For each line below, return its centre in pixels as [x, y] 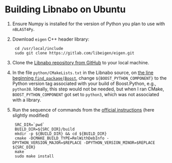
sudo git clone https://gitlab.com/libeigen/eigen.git [74, 53]
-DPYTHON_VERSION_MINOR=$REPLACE [119, 142]
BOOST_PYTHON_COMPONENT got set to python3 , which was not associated [86, 94]
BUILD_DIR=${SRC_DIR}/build [45, 129]
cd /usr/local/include [39, 48]
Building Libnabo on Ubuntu [65, 10]
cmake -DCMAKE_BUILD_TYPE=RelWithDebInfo [60, 138]
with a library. [27, 100]
